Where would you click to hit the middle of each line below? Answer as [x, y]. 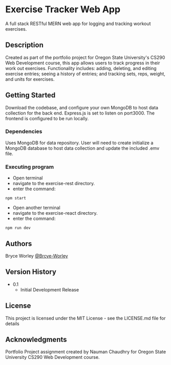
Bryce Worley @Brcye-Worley [37, 256]
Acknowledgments [36, 339]
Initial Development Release [50, 289]
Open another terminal [36, 208]
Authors [19, 244]
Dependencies [24, 131]
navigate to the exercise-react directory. [55, 213]
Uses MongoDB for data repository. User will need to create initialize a [79, 143]
